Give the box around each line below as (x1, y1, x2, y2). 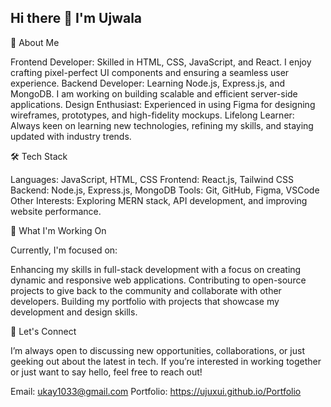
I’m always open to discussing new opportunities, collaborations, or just (10, 344, 305, 356)
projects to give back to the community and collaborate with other (10, 284, 282, 296)
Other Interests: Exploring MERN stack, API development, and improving (10, 194, 308, 206)
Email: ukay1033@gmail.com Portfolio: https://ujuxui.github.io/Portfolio (10, 385, 302, 397)
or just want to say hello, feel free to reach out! (10, 366, 203, 378)
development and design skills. (10, 306, 138, 318)
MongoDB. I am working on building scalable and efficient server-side (10, 87, 298, 100)
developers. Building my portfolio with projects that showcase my (10, 295, 280, 307)
